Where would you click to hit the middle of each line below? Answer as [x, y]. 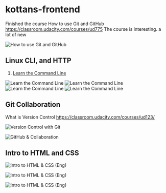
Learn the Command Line [39, 73]
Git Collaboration [33, 104]
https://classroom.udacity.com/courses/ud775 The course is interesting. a [83, 29]
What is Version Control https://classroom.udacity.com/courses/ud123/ [80, 117]
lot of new [16, 34]
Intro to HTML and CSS [42, 153]
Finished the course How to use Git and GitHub [55, 24]
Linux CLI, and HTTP [38, 61]
